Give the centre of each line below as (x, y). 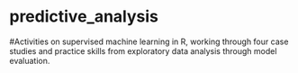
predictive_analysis (84, 17)
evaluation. (30, 60)
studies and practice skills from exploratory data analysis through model (143, 50)
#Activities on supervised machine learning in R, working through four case (149, 41)
